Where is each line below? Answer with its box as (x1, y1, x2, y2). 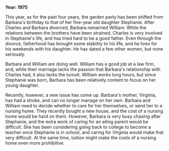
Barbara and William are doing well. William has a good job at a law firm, (5, 61, 155, 67)
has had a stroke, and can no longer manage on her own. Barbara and (5, 97, 151, 103)
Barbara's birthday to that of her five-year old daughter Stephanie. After (5, 20, 155, 25)
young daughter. (5, 82, 39, 88)
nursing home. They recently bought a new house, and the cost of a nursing (5, 108, 163, 114)
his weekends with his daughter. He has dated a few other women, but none (5, 46, 163, 52)
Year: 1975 (5, 5, 28, 10)
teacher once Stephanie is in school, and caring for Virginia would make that (5, 129, 164, 135)
